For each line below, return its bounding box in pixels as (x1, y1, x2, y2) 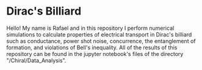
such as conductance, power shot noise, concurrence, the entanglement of (6, 37, 197, 44)
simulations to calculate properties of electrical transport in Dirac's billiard (6, 30, 192, 38)
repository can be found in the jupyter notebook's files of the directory (6, 50, 184, 57)
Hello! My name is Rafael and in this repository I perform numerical (6, 24, 175, 32)
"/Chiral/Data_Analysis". (6, 57, 67, 64)
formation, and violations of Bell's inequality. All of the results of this (6, 44, 178, 51)
